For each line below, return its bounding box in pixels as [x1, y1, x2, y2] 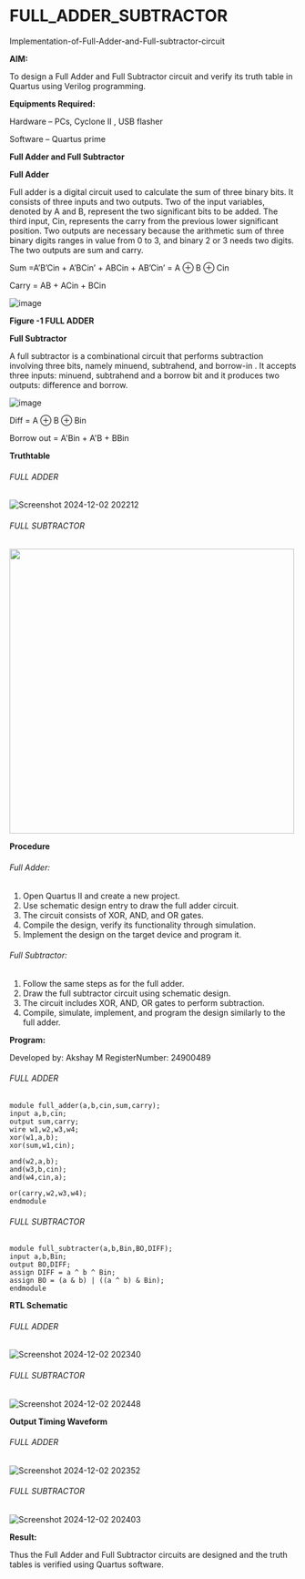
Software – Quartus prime [9, 133, 107, 144]
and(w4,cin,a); [9, 1173, 67, 1182]
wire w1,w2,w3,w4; [9, 1124, 79, 1134]
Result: [9, 1532, 37, 1543]
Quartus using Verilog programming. [9, 80, 147, 91]
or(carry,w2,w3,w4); [9, 1188, 88, 1198]
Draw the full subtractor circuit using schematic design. [22, 988, 231, 999]
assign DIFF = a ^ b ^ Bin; [9, 1268, 117, 1277]
